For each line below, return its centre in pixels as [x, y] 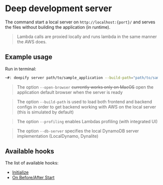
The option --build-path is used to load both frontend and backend [84, 102]
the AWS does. [32, 41]
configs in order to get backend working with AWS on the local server [86, 107]
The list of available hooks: [32, 163]
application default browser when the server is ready [70, 92]
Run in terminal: [21, 69]
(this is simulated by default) [45, 112]
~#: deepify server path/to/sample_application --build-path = [69, 78]
